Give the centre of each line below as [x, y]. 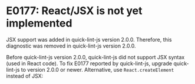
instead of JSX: [25, 76]
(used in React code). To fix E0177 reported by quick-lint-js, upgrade [89, 63]
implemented [39, 23]
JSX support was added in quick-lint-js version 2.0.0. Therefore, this [89, 39]
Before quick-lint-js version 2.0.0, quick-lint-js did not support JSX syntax [95, 57]
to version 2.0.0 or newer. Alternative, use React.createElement [97, 69]
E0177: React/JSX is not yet [74, 11]
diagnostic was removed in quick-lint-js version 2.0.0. [71, 46]
